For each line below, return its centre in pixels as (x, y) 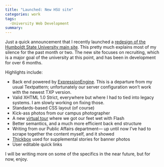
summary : (14, 28)
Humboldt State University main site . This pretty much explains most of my (81, 47)
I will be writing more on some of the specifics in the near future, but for (78, 154)
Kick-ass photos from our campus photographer (61, 113)
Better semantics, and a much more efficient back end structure (77, 124)
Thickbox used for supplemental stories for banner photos (71, 139)
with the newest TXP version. (42, 92)
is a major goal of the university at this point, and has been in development (81, 57)
